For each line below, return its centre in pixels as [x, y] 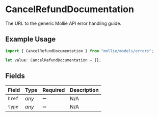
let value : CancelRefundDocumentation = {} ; [53, 60]
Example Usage [31, 39]
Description [84, 90]
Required [54, 90]
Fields [15, 76]
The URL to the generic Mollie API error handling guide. [63, 23]
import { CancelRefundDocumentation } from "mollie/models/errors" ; [80, 51]
